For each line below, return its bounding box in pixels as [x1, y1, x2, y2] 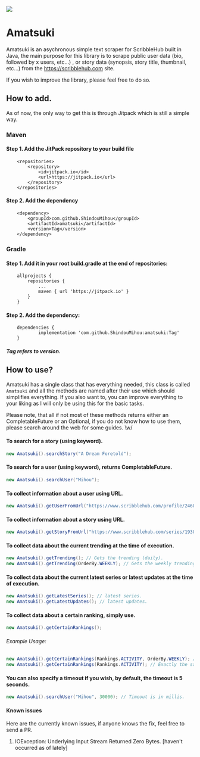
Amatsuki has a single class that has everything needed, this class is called [6, 381, 190, 388]
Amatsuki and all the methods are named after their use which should [6, 387, 175, 394]
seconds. [6, 681, 30, 688]
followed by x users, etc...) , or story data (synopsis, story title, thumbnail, [6, 58, 187, 66]
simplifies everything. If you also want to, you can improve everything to [6, 393, 183, 400]
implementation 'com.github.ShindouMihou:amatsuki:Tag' [37, 330, 180, 336]
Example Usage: [6, 637, 46, 644]
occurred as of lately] [14, 744, 68, 752]
